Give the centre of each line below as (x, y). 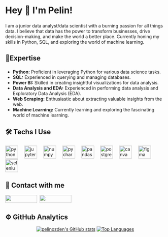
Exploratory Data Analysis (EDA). (47, 94)
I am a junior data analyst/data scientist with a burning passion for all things (84, 26)
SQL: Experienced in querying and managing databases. (72, 77)
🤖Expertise (23, 58)
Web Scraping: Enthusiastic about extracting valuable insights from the (87, 99)
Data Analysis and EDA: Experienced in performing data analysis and (85, 88)
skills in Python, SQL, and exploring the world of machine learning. (75, 42)
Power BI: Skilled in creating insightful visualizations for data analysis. (86, 83)
